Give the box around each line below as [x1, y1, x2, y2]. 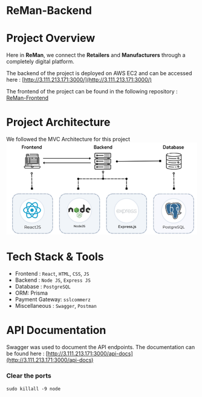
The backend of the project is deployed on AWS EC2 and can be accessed [6, 70, 192, 77]
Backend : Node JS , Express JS [15, 276, 91, 284]
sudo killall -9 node [6, 385, 61, 392]
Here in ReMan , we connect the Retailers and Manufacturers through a [6, 52, 186, 59]
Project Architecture [6, 116, 111, 129]
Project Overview [6, 32, 96, 45]
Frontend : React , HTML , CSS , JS [15, 270, 90, 277]
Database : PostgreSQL [15, 282, 71, 290]
